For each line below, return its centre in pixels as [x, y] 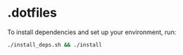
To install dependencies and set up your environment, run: [92, 32]
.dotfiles [32, 13]
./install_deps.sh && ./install [55, 45]
